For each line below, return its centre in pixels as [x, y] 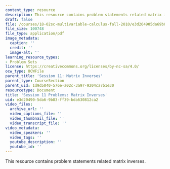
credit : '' [21, 48]
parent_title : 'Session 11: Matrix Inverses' [54, 76]
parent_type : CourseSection [35, 81]
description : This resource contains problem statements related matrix [83, 15]
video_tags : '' [26, 138]
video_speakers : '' [30, 132]
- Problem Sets [21, 62]
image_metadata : [22, 39]
